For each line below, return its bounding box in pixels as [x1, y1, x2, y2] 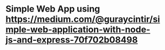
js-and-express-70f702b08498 [5, 34, 138, 46]
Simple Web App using [5, 3, 100, 15]
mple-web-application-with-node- [5, 24, 150, 35]
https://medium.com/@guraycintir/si [5, 14, 160, 25]
